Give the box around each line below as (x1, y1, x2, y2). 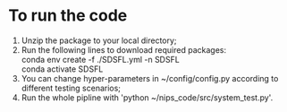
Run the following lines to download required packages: (21, 44, 227, 55)
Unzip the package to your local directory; (21, 35, 177, 46)
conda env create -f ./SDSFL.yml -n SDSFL (21, 54, 180, 65)
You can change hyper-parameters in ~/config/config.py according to (21, 73, 279, 83)
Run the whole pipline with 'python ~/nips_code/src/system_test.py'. (21, 91, 274, 103)
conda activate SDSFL (21, 64, 104, 74)
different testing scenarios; (21, 82, 122, 93)
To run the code (8, 5, 128, 26)
